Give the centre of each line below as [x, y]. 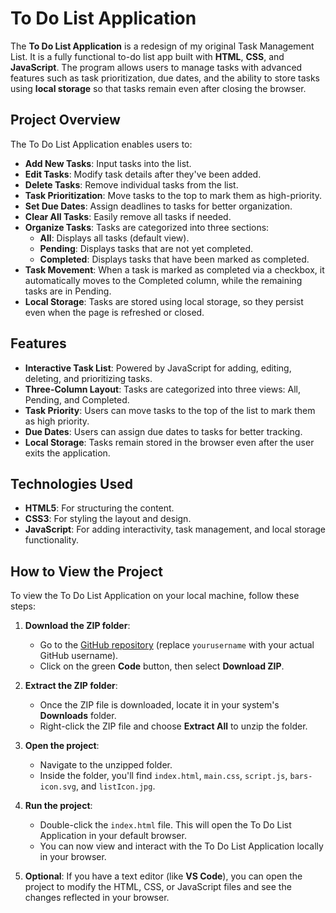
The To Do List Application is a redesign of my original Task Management [162, 46]
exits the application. [67, 453]
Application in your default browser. [113, 836]
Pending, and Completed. [77, 399]
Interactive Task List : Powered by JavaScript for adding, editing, [158, 368]
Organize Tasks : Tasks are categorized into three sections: [147, 227]
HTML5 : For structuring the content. [99, 508]
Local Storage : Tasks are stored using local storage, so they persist [164, 301]
